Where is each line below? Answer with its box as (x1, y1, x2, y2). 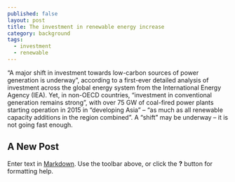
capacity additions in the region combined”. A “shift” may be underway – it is (7, 113, 229, 121)
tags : (7, 36, 23, 43)
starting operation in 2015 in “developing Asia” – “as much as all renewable (7, 106, 223, 114)
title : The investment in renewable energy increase (7, 23, 165, 30)
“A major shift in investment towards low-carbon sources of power (7, 68, 199, 77)
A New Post (7, 141, 60, 153)
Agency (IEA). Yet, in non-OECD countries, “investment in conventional (7, 90, 213, 99)
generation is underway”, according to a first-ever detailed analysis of (7, 76, 209, 84)
